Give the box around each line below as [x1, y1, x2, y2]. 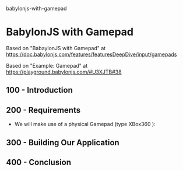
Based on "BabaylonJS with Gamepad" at [6, 44, 106, 51]
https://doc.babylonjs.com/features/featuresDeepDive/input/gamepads [6, 51, 177, 58]
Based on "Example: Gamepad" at [6, 62, 88, 69]
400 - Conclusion [6, 157, 72, 167]
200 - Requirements [6, 105, 80, 115]
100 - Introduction [6, 85, 73, 95]
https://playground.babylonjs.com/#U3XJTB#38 [6, 68, 122, 75]
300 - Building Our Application [6, 137, 119, 148]
